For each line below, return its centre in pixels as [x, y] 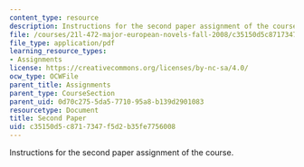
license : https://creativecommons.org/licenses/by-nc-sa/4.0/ [129, 69]
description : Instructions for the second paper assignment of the [139, 26]
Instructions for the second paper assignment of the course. [122, 153]
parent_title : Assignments [60, 85]
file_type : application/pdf [62, 43]
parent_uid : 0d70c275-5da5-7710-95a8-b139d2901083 [107, 102]
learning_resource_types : [58, 51]
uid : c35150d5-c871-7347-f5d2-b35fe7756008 [93, 127]
